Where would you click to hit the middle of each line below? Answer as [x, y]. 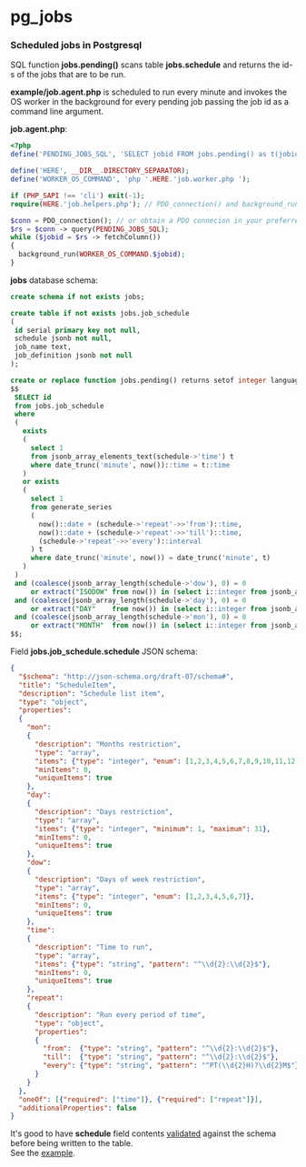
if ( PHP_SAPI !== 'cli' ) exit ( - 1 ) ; [78, 196]
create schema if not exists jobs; [78, 297]
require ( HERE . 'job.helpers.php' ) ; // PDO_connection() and [124, 204]
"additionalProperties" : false [78, 1108]
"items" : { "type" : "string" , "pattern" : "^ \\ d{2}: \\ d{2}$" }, [153, 964]
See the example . [43, 1153]
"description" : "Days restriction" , [104, 811]
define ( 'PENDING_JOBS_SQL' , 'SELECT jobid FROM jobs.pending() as [138, 155]
